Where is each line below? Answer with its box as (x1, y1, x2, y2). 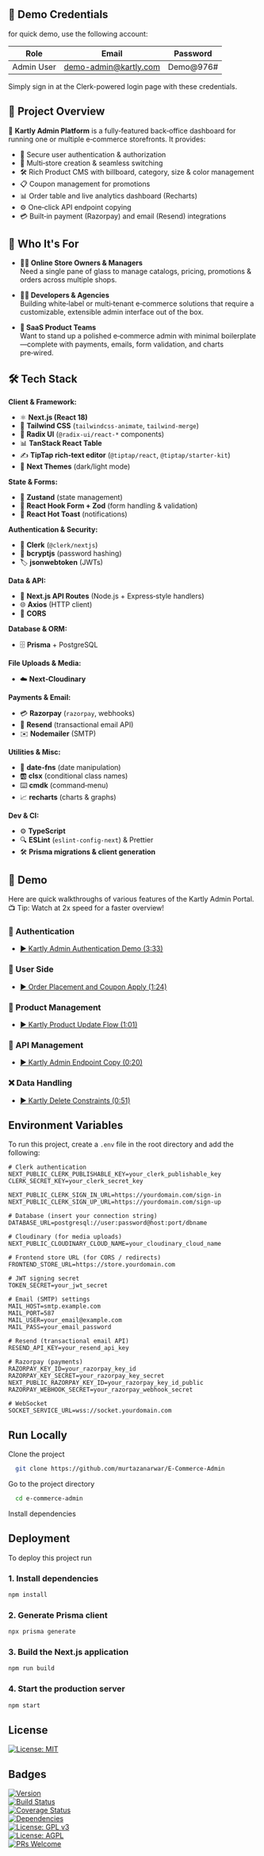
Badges (8, 1767, 47, 1781)
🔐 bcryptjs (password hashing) (19, 549, 122, 559)
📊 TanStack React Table (19, 439, 102, 448)
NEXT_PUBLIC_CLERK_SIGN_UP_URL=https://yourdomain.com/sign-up (8, 1198, 222, 1206)
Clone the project (8, 1449, 65, 1459)
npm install (8, 1591, 48, 1599)
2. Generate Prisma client (8, 1610, 109, 1621)
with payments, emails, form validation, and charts (59, 339, 224, 350)
